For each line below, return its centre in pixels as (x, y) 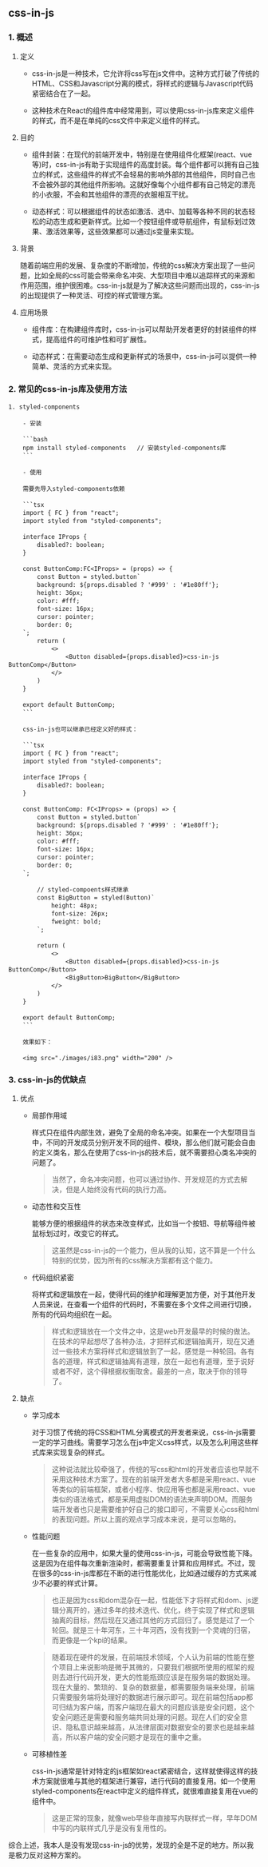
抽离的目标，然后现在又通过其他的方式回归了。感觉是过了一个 (153, 1620)
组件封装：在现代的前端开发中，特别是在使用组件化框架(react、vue (142, 154)
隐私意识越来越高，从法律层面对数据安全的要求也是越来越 (160, 1727)
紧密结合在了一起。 (63, 93)
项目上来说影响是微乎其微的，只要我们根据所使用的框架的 (153, 1667)
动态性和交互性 (56, 1207)
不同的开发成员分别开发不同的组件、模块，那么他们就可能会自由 (151, 1143)
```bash (35, 439)
